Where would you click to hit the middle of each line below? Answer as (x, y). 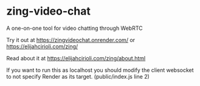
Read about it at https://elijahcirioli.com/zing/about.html (76, 58)
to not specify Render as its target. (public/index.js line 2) (78, 76)
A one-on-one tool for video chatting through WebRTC (74, 28)
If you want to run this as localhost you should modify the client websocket (100, 70)
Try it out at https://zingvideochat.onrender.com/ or (71, 40)
